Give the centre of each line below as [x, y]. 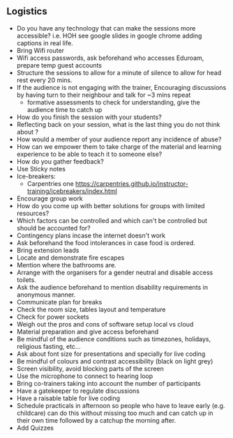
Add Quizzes [35, 428]
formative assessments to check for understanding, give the [113, 102]
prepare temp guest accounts [59, 65]
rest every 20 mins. [44, 80]
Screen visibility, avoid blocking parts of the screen [90, 368]
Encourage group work [50, 198]
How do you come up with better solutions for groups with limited [111, 205]
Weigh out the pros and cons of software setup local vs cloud [105, 324]
